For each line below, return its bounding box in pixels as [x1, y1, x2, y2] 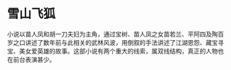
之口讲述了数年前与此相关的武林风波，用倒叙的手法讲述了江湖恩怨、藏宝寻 [12, 38, 224, 46]
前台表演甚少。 [12, 55, 56, 63]
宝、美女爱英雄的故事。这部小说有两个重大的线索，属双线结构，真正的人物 [7, 47, 218, 55]
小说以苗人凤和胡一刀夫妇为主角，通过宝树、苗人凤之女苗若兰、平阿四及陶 [7, 30, 218, 38]
